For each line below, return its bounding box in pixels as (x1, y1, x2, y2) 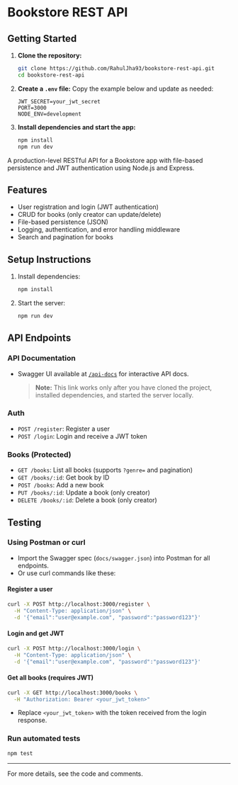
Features (7, 183, 47, 196)
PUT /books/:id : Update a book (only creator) (17, 488, 151, 497)
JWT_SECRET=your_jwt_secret (17, 98, 101, 105)
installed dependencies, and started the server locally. (35, 390, 194, 399)
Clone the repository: (17, 51, 82, 60)
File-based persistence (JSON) (17, 218, 108, 227)
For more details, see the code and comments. (7, 769, 144, 778)
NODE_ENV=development (17, 111, 81, 118)
